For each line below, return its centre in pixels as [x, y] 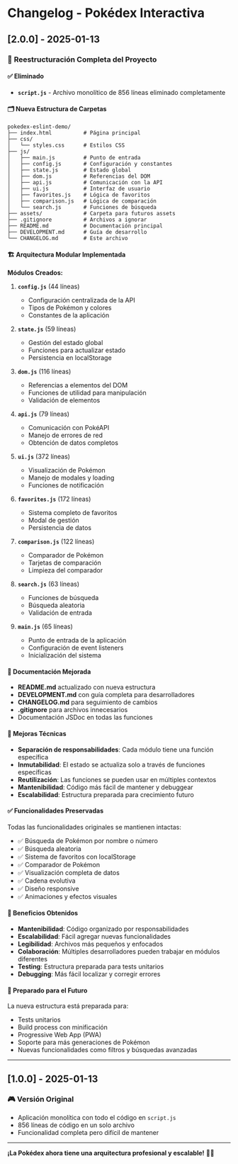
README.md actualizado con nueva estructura [86, 687]
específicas [34, 772]
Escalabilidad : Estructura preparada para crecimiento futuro [106, 794]
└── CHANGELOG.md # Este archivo [68, 238]
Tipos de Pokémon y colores [70, 308]
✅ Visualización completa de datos [69, 872]
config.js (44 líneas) [49, 287]
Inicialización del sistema [64, 655]
